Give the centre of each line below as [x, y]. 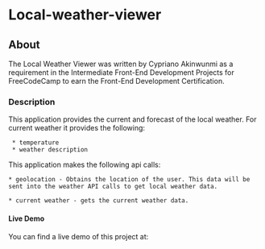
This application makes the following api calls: [85, 165]
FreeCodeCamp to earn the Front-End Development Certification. [116, 81]
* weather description [50, 150]
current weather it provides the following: [77, 128]
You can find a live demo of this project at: [79, 236]
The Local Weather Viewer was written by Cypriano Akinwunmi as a [121, 64]
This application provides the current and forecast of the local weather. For [132, 119]
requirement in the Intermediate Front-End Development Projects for [122, 73]
